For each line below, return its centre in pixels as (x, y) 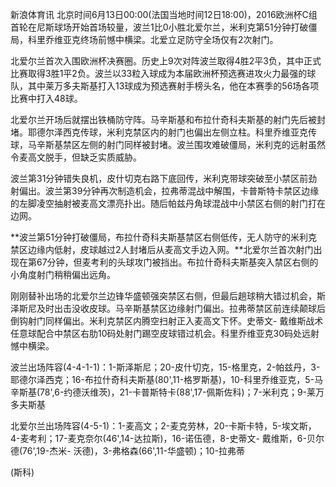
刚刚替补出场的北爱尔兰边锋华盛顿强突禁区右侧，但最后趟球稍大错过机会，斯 (168, 296)
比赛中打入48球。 (46, 98)
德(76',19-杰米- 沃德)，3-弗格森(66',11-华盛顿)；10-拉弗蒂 (127, 451)
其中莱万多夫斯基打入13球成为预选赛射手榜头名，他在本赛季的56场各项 (173, 86)
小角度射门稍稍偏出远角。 (63, 274)
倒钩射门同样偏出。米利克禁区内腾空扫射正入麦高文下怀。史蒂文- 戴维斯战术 (167, 321)
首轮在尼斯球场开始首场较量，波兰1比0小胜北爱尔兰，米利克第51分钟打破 (159, 27)
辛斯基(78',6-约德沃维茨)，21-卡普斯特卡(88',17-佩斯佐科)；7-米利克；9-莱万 (167, 392)
